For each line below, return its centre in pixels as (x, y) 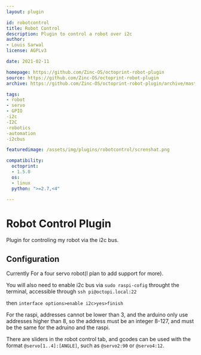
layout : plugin (25, 12)
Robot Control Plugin (59, 223)
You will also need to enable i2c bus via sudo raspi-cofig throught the (93, 285)
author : (16, 40)
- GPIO (14, 111)
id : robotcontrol (28, 23)
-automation (21, 133)
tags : (13, 94)
